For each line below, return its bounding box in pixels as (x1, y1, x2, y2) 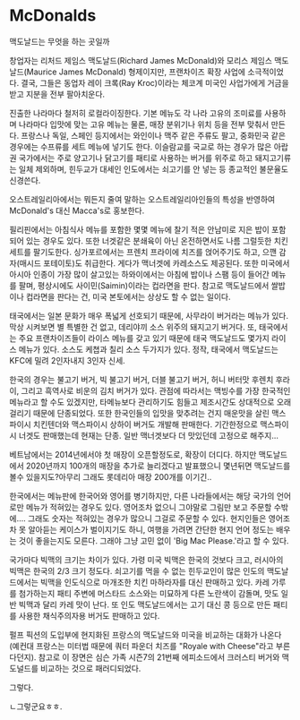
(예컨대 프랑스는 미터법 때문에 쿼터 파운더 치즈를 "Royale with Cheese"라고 (9, 640, 274, 651)
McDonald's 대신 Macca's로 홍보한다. (9, 205, 145, 216)
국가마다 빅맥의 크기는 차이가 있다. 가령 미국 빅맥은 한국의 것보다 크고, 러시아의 (9, 554, 284, 565)
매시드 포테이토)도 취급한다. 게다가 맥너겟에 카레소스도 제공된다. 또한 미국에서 (19, 257, 290, 269)
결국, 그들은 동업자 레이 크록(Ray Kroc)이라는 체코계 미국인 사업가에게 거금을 (21, 77, 289, 88)
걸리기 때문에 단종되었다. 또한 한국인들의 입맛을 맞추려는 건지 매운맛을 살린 (9, 407, 270, 418)
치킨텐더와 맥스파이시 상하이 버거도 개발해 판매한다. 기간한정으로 (32, 418, 258, 430)
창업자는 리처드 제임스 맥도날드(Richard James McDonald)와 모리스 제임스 (9, 55, 273, 65)
